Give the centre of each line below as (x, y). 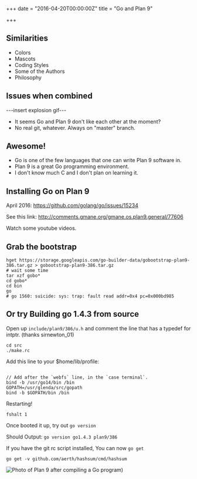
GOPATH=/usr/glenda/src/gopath (44, 387)
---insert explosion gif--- (36, 110)
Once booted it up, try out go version (51, 425)
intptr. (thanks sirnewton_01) (40, 334)
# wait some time (27, 271)
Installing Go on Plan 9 (48, 191)
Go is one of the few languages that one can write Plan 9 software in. (98, 160)
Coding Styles (31, 65)
